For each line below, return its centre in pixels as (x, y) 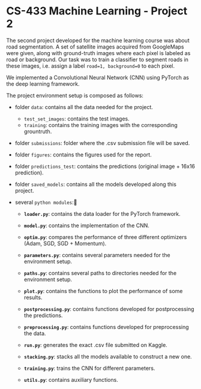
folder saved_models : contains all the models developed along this (96, 184)
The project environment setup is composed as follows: (75, 95)
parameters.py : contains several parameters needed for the (97, 255)
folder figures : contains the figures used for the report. (83, 155)
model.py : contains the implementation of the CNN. (87, 225)
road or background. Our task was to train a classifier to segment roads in (97, 59)
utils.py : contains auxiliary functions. (71, 379)
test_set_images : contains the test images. (77, 119)
